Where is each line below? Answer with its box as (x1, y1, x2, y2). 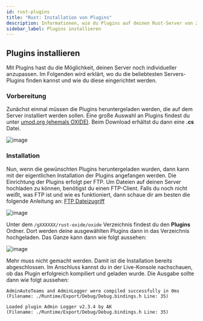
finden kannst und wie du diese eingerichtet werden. (26, 77, 157, 84)
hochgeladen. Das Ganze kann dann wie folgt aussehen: (6, 234, 147, 241)
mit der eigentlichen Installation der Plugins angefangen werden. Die (6, 171, 176, 179)
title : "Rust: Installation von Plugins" (6, 14, 112, 21)
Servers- (164, 71, 186, 78)
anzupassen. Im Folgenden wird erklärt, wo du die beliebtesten (6, 71, 163, 78)
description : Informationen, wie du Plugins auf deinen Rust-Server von (6, 20, 193, 26)
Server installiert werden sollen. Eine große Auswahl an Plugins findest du (6, 112, 190, 119)
